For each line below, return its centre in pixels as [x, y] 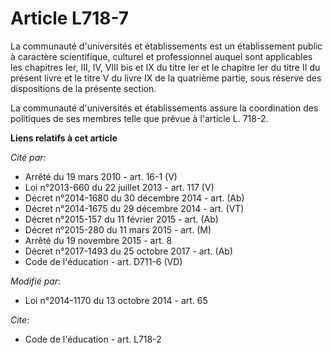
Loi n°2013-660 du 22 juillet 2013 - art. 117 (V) [119, 187]
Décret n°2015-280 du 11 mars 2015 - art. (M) [118, 229]
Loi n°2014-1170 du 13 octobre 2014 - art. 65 [116, 300]
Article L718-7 [70, 18]
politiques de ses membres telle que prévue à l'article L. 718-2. [139, 118]
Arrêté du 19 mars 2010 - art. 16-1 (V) [101, 176]
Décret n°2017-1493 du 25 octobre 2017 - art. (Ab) [129, 251]
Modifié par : [36, 281]
